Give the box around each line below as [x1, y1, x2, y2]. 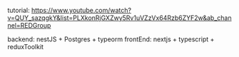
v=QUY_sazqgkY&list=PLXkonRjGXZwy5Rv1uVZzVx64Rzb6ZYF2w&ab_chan [7, 14, 232, 22]
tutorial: [7, 6, 30, 14]
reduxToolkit [7, 43, 44, 51]
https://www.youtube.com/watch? [31, 6, 132, 14]
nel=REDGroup [7, 21, 51, 29]
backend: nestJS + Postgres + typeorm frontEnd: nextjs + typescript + [7, 35, 215, 43]
